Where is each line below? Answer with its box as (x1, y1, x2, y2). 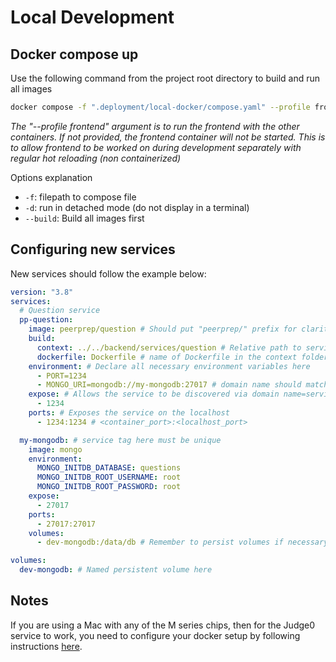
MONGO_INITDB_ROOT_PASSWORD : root (36, 482, 182, 492)
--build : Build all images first (24, 212, 145, 224)
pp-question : (19, 315, 74, 325)
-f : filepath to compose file (24, 191, 137, 203)
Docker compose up (10, 46, 139, 63)
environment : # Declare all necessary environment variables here (28, 361, 311, 371)
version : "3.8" (10, 287, 74, 297)
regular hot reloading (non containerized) (10, 152, 182, 164)
